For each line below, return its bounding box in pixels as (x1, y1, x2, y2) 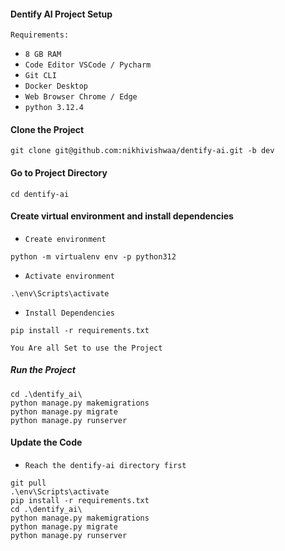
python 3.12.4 (24, 103, 84, 113)
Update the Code (10, 436, 83, 449)
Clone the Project (10, 123, 85, 135)
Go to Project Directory (10, 167, 108, 179)
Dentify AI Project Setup (10, 8, 113, 20)
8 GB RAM (24, 50, 62, 60)
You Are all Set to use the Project (10, 343, 163, 353)
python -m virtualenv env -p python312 (10, 251, 177, 262)
